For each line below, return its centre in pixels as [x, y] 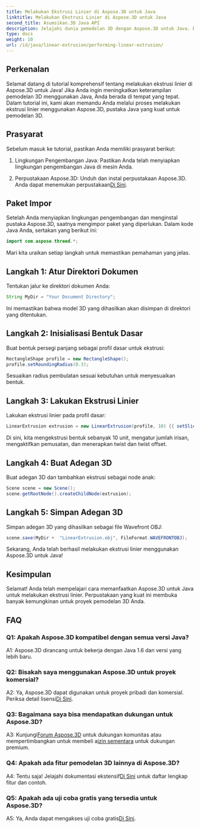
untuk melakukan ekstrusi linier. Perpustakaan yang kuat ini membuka [92, 595]
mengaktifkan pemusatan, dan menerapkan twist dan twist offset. [87, 444]
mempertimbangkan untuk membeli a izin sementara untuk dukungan [90, 741]
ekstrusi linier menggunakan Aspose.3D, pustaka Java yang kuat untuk [93, 109]
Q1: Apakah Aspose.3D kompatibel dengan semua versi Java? [98, 637]
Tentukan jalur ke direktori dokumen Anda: [58, 286]
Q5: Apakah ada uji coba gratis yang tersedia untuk [82, 798]
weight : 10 [20, 39]
